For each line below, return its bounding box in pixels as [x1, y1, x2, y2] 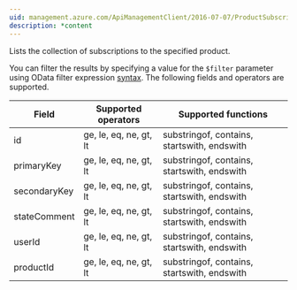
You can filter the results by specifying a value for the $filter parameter [9, 63, 274, 73]
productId [13, 261, 55, 273]
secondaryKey [13, 185, 74, 197]
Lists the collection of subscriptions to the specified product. [9, 45, 231, 56]
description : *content [9, 21, 93, 30]
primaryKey [13, 159, 62, 172]
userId [13, 235, 41, 248]
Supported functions [178, 108, 268, 120]
